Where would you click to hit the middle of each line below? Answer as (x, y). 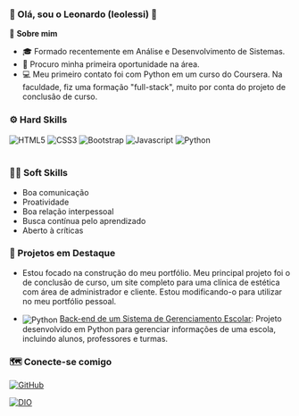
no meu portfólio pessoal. (69, 301)
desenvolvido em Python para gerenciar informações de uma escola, (149, 329)
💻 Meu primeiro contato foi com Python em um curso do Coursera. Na (152, 74)
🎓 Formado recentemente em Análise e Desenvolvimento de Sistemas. (154, 52)
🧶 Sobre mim (33, 34)
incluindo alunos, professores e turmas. (95, 338)
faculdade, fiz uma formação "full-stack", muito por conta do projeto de (154, 87)
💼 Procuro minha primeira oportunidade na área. (111, 64)
